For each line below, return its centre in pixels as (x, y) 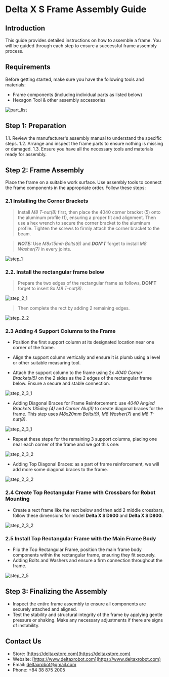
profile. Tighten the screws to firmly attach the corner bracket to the (89, 228)
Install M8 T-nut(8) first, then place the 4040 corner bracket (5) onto (89, 212)
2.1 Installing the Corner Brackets (47, 201)
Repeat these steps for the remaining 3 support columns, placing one (85, 439)
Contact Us (23, 641)
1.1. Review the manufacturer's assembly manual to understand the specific (83, 138)
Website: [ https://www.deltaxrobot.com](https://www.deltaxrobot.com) (87, 659)
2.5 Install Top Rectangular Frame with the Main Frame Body (81, 538)
